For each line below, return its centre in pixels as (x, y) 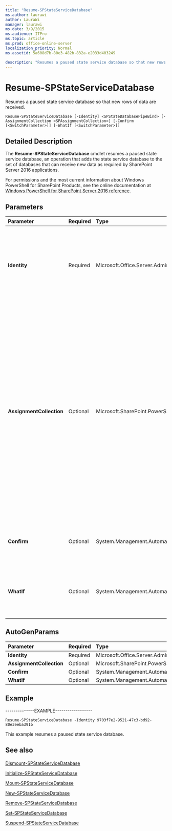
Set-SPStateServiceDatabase (36, 813)
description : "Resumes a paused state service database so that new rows (86, 62)
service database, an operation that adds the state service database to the (84, 159)
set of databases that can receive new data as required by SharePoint (79, 165)
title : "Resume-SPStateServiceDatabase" (49, 10)
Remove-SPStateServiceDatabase (41, 803)
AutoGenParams (32, 632)
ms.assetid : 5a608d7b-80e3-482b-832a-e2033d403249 (60, 53)
